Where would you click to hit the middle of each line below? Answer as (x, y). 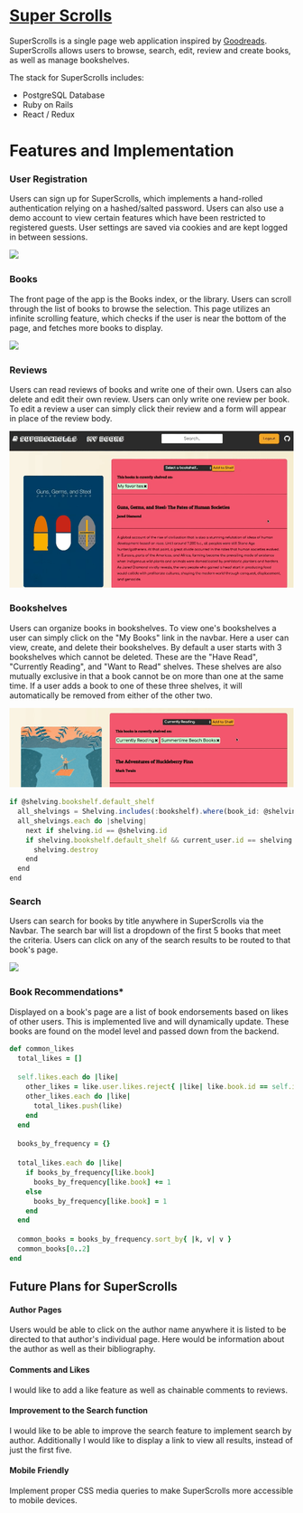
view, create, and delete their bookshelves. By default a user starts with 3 (146, 647)
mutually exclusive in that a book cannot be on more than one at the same (147, 676)
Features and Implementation (122, 151)
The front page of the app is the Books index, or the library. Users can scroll (150, 298)
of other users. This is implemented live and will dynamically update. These (149, 1021)
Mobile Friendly (39, 1470)
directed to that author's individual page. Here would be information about (147, 1339)
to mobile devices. (44, 1500)
